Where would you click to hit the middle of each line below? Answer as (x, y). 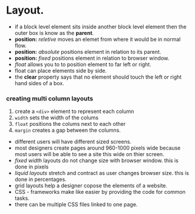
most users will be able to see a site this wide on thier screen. (89, 154)
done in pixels (32, 167)
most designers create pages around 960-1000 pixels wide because (97, 148)
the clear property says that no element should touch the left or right (98, 77)
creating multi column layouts (49, 98)
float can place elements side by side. (61, 70)
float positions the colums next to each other (70, 124)
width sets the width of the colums (57, 118)
